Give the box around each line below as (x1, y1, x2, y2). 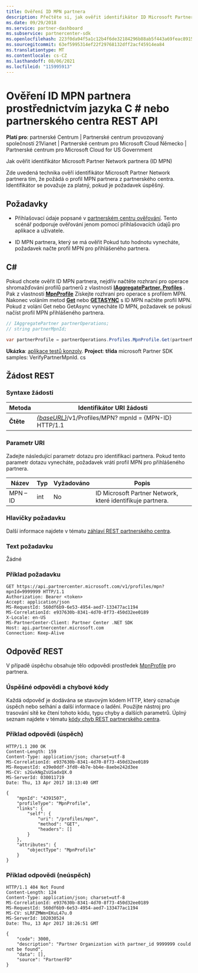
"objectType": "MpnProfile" (27, 846, 96, 853)
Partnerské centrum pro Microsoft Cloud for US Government (6, 146, 153, 154)
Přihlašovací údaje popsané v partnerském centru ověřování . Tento (14, 215, 178, 222)
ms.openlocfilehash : (6, 36, 57, 42)
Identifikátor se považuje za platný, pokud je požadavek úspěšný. (6, 181, 165, 189)
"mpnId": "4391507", (16, 795, 67, 801)
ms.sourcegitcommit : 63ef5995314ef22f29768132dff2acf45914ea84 (6, 42, 165, 48)
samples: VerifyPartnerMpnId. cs (6, 353, 87, 361)
